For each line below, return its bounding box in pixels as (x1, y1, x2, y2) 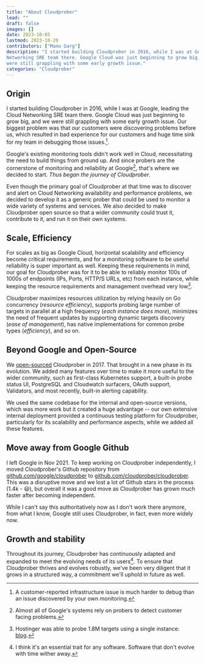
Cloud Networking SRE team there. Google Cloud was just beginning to (6, 111, 185, 119)
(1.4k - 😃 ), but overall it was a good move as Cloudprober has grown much (6, 485, 195, 492)
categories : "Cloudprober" (6, 66, 75, 72)
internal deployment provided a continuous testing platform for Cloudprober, (6, 411, 198, 419)
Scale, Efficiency (6, 233, 72, 243)
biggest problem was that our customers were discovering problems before (6, 124, 196, 132)
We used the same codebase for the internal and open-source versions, (6, 399, 187, 406)
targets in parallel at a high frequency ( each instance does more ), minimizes (6, 307, 198, 315)
